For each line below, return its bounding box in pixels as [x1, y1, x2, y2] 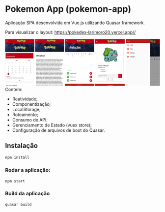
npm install [5, 155, 29, 160]
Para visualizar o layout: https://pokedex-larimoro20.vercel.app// [5, 29, 136, 35]
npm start [5, 179, 26, 183]
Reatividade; [12, 96, 38, 102]
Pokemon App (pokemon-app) [5, 3, 132, 15]
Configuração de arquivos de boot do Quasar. [12, 127, 105, 133]
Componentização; [12, 101, 51, 107]
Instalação [5, 141, 38, 150]
